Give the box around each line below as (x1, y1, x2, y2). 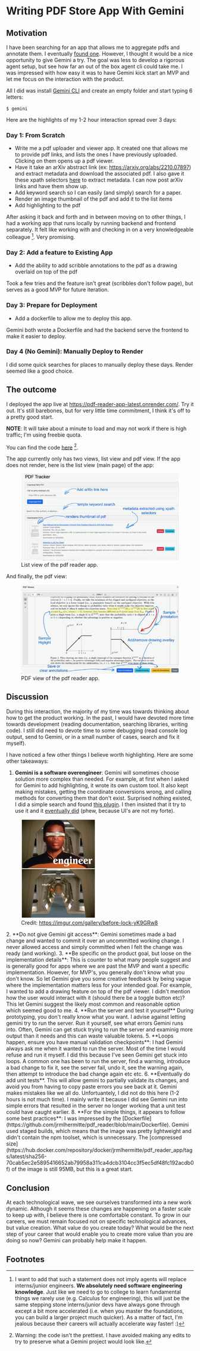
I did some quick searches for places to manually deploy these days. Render (6, 361, 193, 368)
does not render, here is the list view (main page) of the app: (6, 462, 155, 469)
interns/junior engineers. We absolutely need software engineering (14, 1282, 183, 1289)
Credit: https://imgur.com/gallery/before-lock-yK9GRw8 (21, 919, 158, 926)
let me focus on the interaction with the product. (6, 76, 124, 82)
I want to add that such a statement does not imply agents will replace (14, 1276, 187, 1283)
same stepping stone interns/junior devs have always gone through (14, 1301, 180, 1309)
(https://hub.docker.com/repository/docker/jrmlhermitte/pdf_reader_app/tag (6, 1147, 193, 1154)
